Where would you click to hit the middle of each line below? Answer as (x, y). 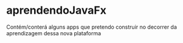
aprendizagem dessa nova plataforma (54, 33)
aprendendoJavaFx (56, 10)
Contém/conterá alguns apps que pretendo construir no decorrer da (92, 27)
